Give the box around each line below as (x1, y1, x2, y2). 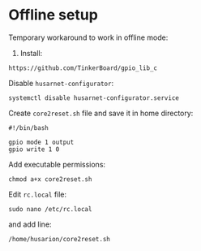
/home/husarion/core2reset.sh (8, 235, 111, 243)
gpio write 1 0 (8, 145, 60, 154)
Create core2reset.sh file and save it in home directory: (8, 108, 194, 118)
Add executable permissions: (8, 159, 106, 169)
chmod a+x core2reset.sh (8, 175, 92, 184)
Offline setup (8, 6, 99, 24)
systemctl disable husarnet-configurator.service (8, 93, 180, 102)
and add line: (8, 219, 52, 229)
